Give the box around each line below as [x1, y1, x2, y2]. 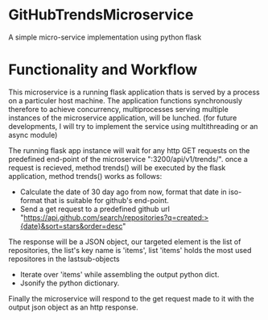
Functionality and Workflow [8, 60, 198, 79]
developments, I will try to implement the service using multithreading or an [8, 121, 258, 131]
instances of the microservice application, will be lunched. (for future [8, 113, 237, 123]
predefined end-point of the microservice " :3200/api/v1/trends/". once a [8, 154, 248, 164]
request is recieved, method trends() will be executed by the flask [8, 163, 226, 172]
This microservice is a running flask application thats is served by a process [8, 87, 260, 97]
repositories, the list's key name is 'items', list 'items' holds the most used [8, 245, 252, 255]
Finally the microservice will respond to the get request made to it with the [8, 293, 255, 303]
